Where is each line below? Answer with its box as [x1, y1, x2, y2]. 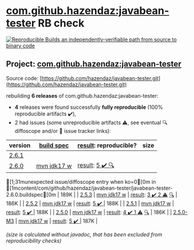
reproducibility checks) [6, 237, 62, 244]
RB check [37, 16, 85, 30]
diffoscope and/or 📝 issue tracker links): [14, 127, 111, 134]
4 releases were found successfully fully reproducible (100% [14, 104, 164, 111]
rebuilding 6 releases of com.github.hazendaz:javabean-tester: [6, 92, 159, 99]
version [9, 141, 31, 149]
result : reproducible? [77, 141, 137, 149]
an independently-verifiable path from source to [61, 36, 177, 43]
